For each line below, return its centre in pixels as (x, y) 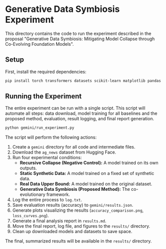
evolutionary (33, 194)
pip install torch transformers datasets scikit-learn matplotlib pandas (83, 81)
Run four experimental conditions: (47, 158)
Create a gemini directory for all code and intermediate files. (74, 147)
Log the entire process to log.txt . (47, 200)
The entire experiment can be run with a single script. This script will (75, 108)
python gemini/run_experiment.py (40, 128)
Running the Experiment (43, 96)
